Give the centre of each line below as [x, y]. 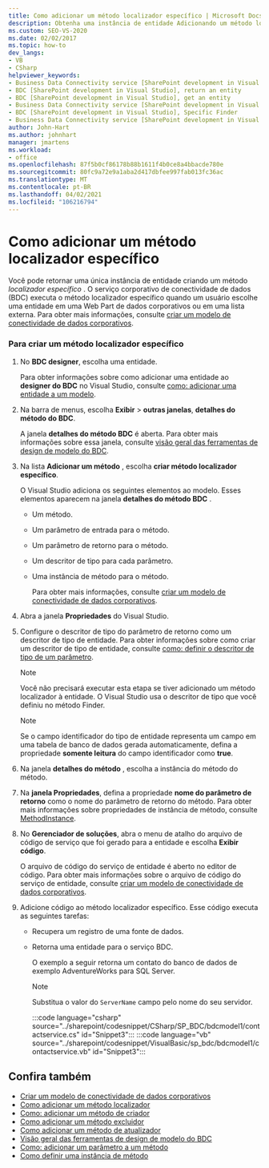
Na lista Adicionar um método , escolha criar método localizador [128, 466]
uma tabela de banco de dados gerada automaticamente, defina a [128, 744]
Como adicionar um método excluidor [82, 1122]
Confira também [50, 1077]
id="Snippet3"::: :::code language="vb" [146, 1034]
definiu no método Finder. [62, 705]
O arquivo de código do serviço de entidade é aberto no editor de [128, 866]
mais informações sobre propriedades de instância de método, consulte [139, 809]
